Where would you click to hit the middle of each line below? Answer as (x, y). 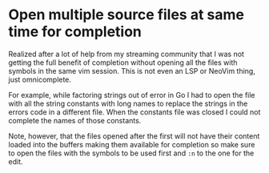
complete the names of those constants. (75, 120)
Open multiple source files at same (126, 15)
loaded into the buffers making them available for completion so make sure (132, 144)
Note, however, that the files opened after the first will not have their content (134, 136)
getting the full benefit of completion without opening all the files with (123, 62)
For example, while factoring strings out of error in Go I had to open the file (132, 95)
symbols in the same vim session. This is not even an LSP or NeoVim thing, (132, 70)
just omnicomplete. (40, 79)
